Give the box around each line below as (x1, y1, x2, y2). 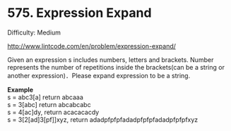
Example (7, 85, 34, 94)
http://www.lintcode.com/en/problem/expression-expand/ (7, 42, 177, 50)
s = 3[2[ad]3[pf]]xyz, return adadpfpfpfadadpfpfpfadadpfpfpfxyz (7, 115, 199, 124)
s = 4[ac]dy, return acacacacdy (7, 108, 100, 116)
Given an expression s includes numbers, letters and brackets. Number (7, 55, 214, 64)
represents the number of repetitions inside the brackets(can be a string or (7, 63, 225, 71)
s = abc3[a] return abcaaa (7, 93, 83, 101)
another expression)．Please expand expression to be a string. (7, 71, 191, 80)
